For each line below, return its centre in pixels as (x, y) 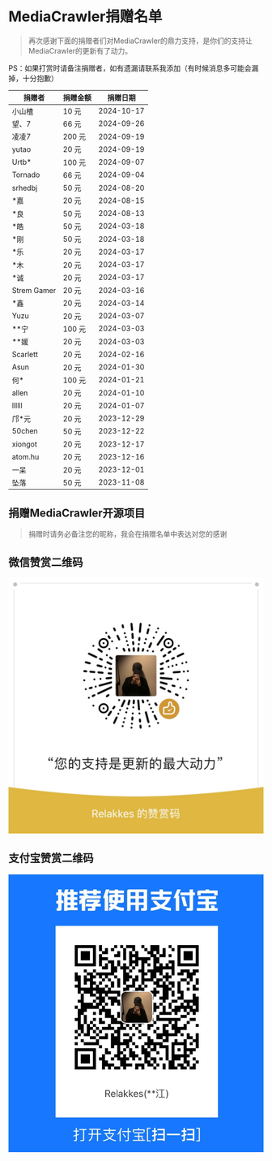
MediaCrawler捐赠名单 (85, 17)
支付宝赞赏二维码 (51, 859)
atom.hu (25, 456)
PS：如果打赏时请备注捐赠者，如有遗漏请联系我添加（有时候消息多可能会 (130, 68)
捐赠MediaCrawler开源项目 (77, 513)
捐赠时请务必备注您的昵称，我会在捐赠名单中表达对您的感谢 (127, 534)
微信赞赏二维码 (46, 562)
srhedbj (25, 188)
